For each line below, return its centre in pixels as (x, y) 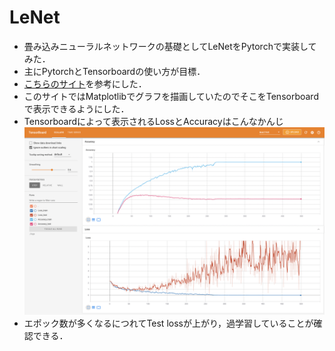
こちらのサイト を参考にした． (85, 83)
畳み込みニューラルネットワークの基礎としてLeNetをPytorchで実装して (170, 46)
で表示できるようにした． (76, 108)
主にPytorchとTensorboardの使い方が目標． (114, 71)
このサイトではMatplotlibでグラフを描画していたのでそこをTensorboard (171, 96)
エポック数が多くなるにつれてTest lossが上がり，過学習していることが (168, 323)
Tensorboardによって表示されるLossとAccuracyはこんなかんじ (153, 121)
